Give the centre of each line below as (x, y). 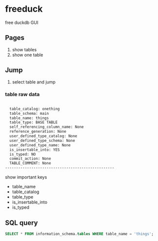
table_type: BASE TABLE (33, 122)
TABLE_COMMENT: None (30, 163)
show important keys (26, 177)
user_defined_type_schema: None (42, 141)
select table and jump (34, 82)
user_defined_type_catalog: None (43, 136)
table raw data (22, 95)
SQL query (21, 223)
